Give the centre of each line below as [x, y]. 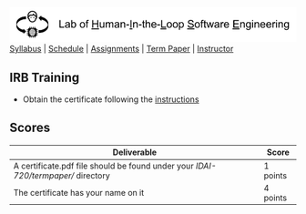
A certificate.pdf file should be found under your [103, 166]
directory [93, 175]
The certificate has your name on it [79, 193]
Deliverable [135, 152]
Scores [30, 128]
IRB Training [45, 77]
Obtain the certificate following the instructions [111, 99]
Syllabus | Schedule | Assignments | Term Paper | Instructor [122, 49]
